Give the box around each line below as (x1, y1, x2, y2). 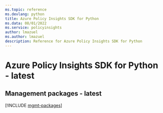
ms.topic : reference (5, 7, 47, 12)
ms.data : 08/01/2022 (5, 20, 47, 26)
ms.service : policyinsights (5, 25, 62, 30)
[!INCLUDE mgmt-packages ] (5, 102, 62, 108)
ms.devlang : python (5, 12, 45, 17)
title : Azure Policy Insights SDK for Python (5, 16, 99, 21)
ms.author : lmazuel (5, 35, 45, 39)
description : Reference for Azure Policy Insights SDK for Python (5, 39, 143, 44)
